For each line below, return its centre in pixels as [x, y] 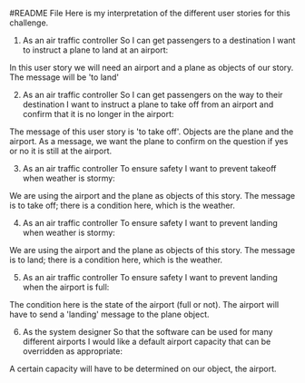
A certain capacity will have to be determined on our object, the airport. [143, 368]
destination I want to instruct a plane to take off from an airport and [148, 104]
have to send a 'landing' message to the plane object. [110, 314]
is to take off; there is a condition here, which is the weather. [123, 205]
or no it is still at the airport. [61, 151]
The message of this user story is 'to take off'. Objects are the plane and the [152, 132]
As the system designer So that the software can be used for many [148, 332]
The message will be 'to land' [64, 77]
